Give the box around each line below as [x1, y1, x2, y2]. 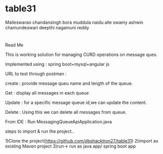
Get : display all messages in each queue [5, 90, 89, 96]
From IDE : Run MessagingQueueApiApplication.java [5, 119, 112, 125]
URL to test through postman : [5, 71, 67, 77]
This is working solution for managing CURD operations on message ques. [5, 51, 158, 57]
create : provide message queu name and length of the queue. [5, 80, 133, 87]
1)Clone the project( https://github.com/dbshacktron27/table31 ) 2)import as [5, 138, 159, 144]
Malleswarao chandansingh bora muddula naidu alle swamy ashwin [5, 19, 144, 25]
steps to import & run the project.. [5, 128, 75, 134]
